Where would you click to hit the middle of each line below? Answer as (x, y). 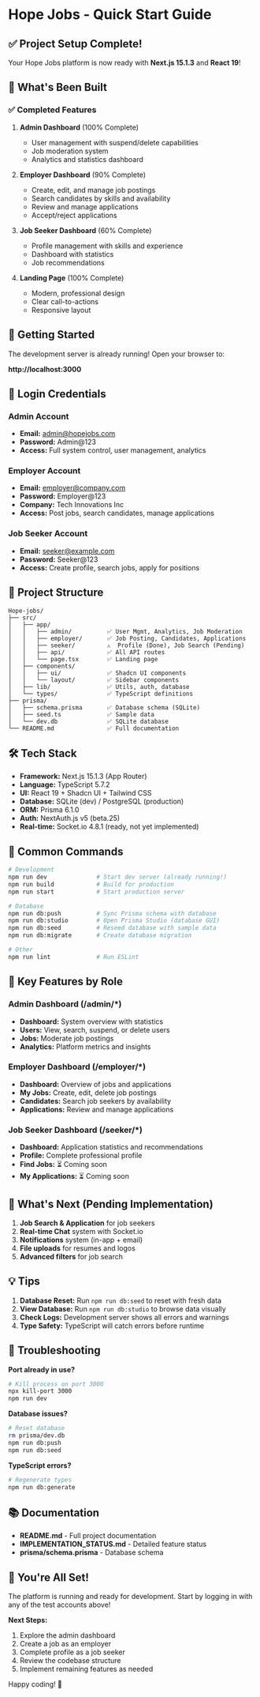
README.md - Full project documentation (88, 1536)
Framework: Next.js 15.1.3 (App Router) (83, 777)
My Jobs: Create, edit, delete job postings (88, 1093)
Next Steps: (28, 1620)
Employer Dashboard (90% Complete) (83, 175)
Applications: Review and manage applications (97, 1109)
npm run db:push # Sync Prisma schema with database (112, 913)
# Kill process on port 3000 (56, 1384)
